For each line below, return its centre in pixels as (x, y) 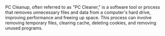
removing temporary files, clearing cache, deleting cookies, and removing (81, 23)
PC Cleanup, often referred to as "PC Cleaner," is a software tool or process (83, 7)
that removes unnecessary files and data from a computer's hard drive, (78, 12)
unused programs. (24, 28)
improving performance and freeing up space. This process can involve (78, 18)
